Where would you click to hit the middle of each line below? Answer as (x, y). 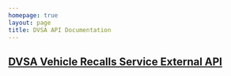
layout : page (30, 23)
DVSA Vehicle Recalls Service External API (116, 62)
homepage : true (33, 15)
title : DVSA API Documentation (60, 30)
